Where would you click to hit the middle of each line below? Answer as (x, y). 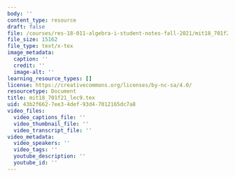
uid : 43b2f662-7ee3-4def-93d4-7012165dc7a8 (72, 105)
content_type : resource (42, 20)
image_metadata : (31, 53)
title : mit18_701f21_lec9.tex (51, 98)
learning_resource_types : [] (50, 78)
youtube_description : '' (50, 156)
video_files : (26, 111)
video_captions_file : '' (50, 117)
